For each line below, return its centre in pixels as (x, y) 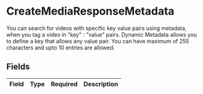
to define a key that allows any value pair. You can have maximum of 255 (98, 41)
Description (101, 84)
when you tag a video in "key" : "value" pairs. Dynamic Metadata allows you (101, 34)
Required (64, 84)
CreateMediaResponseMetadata (91, 11)
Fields (18, 67)
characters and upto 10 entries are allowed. (61, 48)
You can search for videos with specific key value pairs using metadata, (97, 28)
